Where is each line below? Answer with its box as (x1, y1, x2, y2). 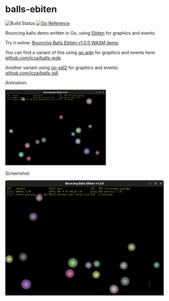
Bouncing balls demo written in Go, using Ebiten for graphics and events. (5, 30, 156, 36)
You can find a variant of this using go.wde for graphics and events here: (5, 49, 156, 55)
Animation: (5, 80, 28, 86)
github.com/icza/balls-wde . (5, 54, 62, 61)
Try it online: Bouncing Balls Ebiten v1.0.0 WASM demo (5, 39, 119, 46)
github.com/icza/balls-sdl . (5, 69, 59, 76)
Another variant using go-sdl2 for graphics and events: (5, 64, 119, 70)
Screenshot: (5, 170, 31, 176)
